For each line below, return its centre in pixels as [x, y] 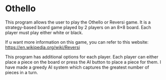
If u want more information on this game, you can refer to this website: [77, 42]
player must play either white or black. [44, 32]
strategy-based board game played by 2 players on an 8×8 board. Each [78, 27]
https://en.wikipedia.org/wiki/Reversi [43, 47]
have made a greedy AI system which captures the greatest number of [77, 67]
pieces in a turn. [22, 72]
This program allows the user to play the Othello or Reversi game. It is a [78, 22]
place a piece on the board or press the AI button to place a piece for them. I [83, 62]
